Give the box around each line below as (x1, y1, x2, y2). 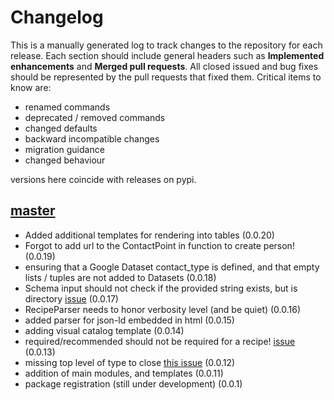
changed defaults (24, 122, 98, 134)
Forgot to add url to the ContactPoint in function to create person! (24, 239, 295, 251)
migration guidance (24, 143, 105, 155)
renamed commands (24, 101, 111, 113)
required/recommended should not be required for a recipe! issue (24, 335, 296, 347)
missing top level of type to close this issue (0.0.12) (24, 356, 236, 368)
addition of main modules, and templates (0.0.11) (24, 367, 224, 379)
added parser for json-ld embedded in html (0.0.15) (24, 314, 235, 326)
